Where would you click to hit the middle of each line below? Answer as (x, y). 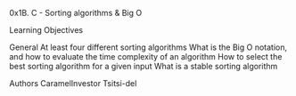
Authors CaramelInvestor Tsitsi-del (73, 83)
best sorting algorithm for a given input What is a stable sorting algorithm (144, 66)
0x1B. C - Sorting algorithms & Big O (76, 13)
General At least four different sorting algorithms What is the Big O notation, (148, 47)
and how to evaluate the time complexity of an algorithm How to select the (146, 56)
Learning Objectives (46, 30)
